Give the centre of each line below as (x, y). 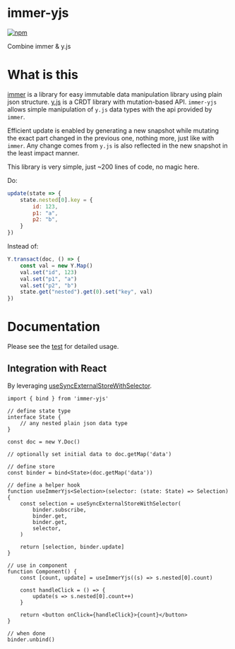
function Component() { (42, 571)
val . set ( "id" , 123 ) (49, 272)
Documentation (54, 327)
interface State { (34, 417)
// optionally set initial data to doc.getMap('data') (90, 454)
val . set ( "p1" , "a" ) (49, 279)
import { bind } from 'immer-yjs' (58, 398)
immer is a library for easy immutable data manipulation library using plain (115, 94)
